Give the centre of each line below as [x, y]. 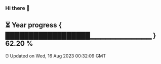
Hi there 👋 [18, 8]
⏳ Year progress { [34, 25]
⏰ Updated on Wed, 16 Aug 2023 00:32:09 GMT [56, 56]
